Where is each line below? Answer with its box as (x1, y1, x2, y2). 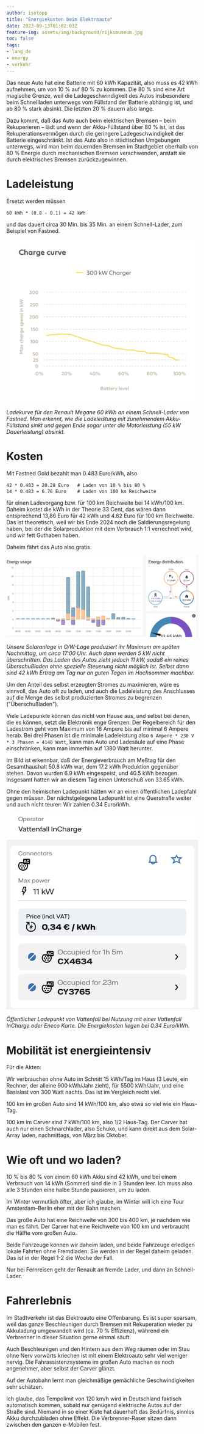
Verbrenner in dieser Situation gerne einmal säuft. (6, 1334, 132, 1341)
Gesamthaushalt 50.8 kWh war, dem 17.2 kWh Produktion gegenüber (6, 763, 178, 770)
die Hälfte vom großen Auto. (6, 1229, 77, 1237)
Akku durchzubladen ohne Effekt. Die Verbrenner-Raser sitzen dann (6, 1414, 177, 1422)
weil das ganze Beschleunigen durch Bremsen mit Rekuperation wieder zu (6, 1320, 193, 1328)
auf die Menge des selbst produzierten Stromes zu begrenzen (6, 693, 163, 701)
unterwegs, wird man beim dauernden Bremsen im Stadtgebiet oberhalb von (6, 142, 199, 150)
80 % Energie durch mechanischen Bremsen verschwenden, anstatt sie (6, 149, 186, 156)
